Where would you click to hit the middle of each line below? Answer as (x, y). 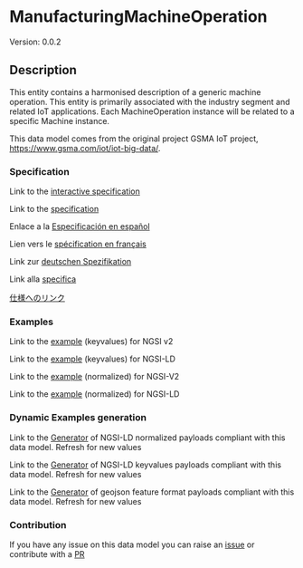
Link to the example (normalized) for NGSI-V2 (95, 377)
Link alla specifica (43, 279)
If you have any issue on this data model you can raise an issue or (132, 544)
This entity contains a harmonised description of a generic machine (135, 91)
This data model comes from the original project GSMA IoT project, (134, 139)
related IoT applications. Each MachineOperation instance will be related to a (152, 111)
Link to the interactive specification (75, 191)
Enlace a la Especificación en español (80, 226)
